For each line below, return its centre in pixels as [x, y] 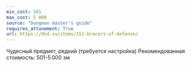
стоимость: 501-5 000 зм [38, 58]
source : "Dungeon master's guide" [50, 23]
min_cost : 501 [24, 12]
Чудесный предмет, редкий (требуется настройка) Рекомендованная [95, 51]
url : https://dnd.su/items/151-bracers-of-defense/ [72, 34]
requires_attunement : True [40, 28]
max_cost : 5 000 [26, 17]
